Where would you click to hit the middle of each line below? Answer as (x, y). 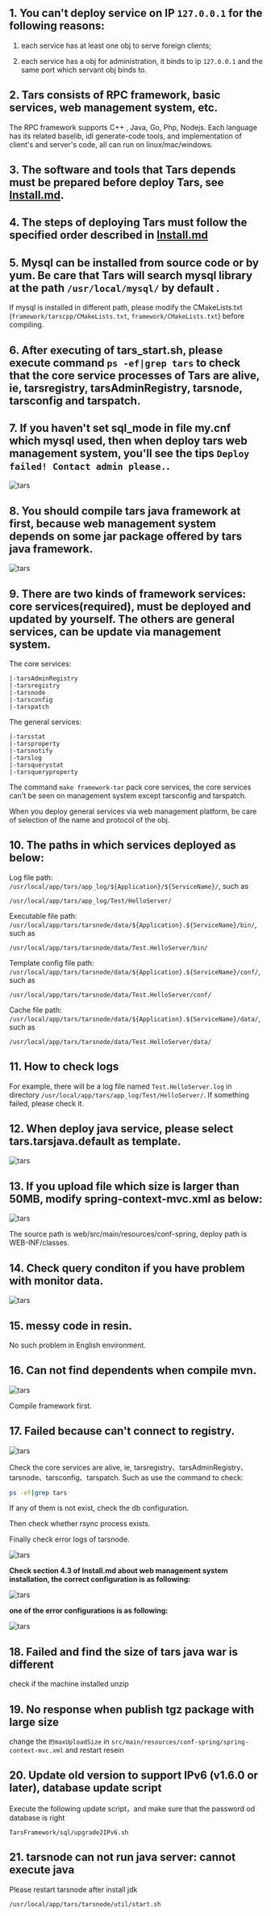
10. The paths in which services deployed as (123, 846)
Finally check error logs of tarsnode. (69, 1539)
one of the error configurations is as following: (89, 1611)
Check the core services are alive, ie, (71, 1467)
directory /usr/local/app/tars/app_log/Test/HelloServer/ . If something (129, 1094)
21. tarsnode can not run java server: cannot (123, 1857)
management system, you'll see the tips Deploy (129, 453)
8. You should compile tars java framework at (125, 511)
